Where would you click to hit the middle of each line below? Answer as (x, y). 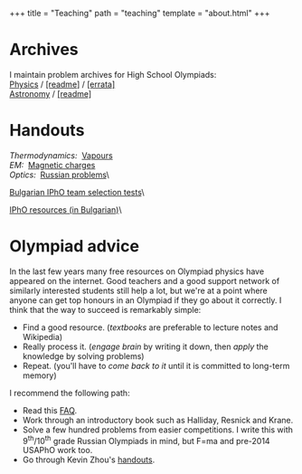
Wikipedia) (42, 337)
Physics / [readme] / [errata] (62, 84)
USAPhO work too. (57, 450)
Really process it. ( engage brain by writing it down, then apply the (146, 346)
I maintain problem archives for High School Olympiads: (113, 74)
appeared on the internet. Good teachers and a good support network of (145, 280)
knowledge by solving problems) (83, 355)
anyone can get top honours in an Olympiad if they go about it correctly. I (146, 300)
